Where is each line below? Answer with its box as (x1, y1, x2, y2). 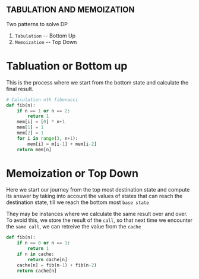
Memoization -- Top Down (14, 38, 77, 45)
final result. (6, 85, 34, 92)
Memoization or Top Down (6, 167, 138, 180)
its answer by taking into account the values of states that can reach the (6, 193, 183, 200)
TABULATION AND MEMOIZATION (6, 5, 135, 15)
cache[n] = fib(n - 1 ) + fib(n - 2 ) (17, 262, 97, 268)
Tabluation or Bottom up (6, 59, 128, 73)
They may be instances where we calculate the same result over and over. (6, 211, 188, 218)
